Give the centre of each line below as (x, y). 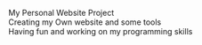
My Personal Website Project (61, 13)
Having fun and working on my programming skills (101, 31)
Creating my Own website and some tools (85, 22)
